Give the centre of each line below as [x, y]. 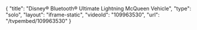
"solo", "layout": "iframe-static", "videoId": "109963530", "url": [83, 15]
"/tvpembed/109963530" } [39, 21]
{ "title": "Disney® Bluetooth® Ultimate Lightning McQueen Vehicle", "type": [99, 9]
